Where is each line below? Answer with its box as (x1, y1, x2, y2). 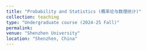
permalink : (6, 25, 33, 31)
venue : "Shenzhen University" (6, 30, 81, 36)
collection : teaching (6, 14, 59, 20)
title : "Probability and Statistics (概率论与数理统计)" (6, 8, 142, 15)
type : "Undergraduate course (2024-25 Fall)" (6, 19, 120, 25)
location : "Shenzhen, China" (6, 36, 78, 42)
